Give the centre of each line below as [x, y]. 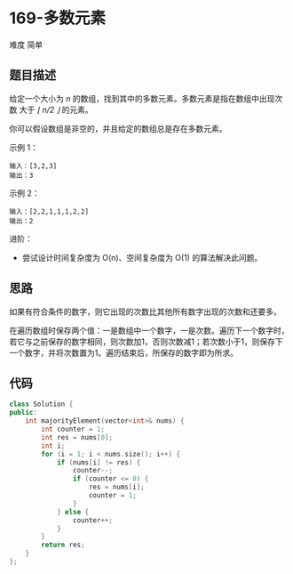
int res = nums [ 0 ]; [77, 437]
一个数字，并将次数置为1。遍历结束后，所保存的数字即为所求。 [123, 352]
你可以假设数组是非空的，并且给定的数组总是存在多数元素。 [118, 128]
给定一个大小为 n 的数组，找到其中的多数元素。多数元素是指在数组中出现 [142, 98]
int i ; [53, 446]
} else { [73, 512]
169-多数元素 [58, 18]
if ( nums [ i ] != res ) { [99, 462]
